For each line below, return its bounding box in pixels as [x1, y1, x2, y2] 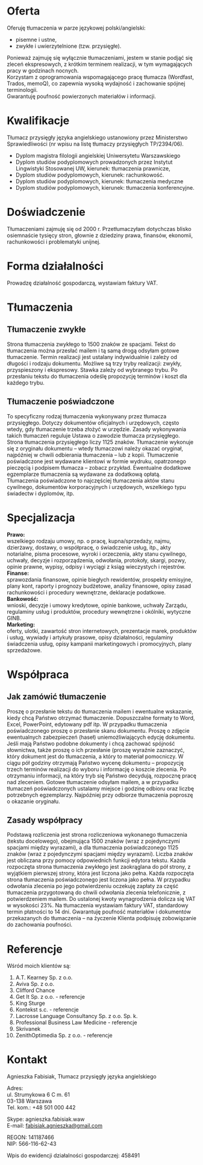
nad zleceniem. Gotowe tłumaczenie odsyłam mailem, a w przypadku [7, 778, 179, 785]
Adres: [7, 1085, 23, 1092]
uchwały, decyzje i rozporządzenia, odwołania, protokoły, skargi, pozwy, [7, 556, 186, 563]
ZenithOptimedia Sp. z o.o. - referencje [15, 1032, 113, 1039]
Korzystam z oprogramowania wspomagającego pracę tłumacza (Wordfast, [7, 73, 195, 80]
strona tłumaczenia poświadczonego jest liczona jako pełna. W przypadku [7, 876, 190, 883]
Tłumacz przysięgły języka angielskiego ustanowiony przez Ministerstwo [7, 134, 188, 141]
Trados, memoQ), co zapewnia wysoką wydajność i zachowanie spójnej [7, 80, 186, 87]
